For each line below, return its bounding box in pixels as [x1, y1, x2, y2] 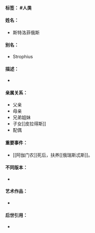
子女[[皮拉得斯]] [12, 121, 47, 127]
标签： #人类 [5, 5, 32, 11]
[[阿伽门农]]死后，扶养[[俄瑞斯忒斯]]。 [12, 152, 93, 158]
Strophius [12, 54, 33, 59]
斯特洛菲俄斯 [12, 29, 40, 35]
